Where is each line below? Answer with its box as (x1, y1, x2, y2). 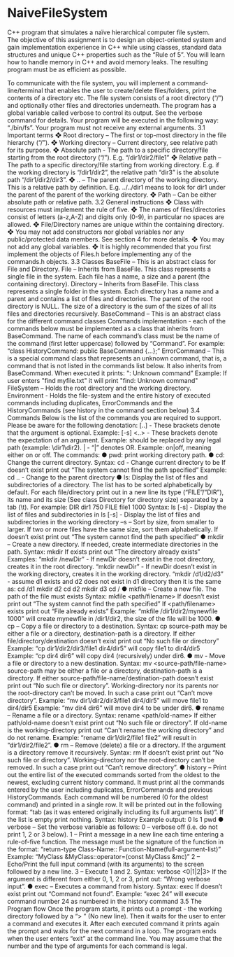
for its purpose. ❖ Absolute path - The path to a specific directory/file (7, 146, 209, 154)
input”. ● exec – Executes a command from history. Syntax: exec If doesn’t (7, 882, 223, 890)
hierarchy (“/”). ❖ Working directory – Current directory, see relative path (7, 138, 218, 146)
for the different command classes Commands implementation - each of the (7, 316, 226, 325)
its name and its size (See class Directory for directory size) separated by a (7, 495, 224, 503)
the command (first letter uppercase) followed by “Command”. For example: (7, 339, 226, 347)
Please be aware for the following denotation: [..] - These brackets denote (7, 421, 221, 429)
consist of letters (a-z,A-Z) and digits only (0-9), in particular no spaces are (7, 212, 225, 221)
